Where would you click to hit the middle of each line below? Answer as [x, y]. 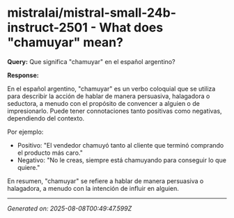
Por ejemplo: [25, 132]
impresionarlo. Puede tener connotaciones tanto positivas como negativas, [115, 111]
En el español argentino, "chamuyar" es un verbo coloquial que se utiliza [111, 88]
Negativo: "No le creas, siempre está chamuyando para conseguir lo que [122, 160]
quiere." [29, 167]
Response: [23, 75]
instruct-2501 [48, 28]
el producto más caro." [50, 153]
